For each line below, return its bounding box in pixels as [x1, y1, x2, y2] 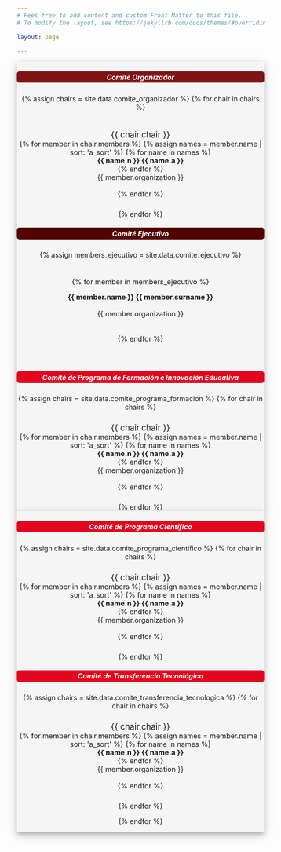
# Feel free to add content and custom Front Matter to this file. [16, 11, 243, 20]
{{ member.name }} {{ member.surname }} [67, 292, 214, 302]
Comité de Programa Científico [88, 521, 193, 531]
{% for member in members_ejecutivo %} [71, 277, 210, 287]
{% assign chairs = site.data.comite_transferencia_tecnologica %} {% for [23, 693, 258, 702]
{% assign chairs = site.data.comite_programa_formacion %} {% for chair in [17, 394, 264, 404]
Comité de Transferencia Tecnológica [77, 671, 204, 681]
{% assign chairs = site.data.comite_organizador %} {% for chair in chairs [21, 93, 260, 103]
